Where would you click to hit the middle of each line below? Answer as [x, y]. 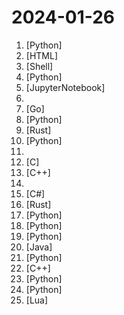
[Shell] [39, 66]
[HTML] [42, 55]
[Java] [39, 247]
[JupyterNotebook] [65, 87]
